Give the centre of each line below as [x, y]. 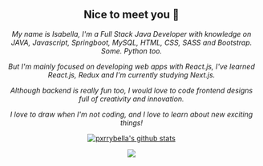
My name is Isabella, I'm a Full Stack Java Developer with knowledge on [131, 34]
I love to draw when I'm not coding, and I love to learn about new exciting [131, 114]
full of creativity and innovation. [131, 99]
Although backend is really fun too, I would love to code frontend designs [131, 90]
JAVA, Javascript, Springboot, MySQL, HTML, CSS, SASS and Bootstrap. [131, 42]
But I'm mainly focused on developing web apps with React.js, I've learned [131, 66]
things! [131, 123]
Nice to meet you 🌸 [131, 15]
